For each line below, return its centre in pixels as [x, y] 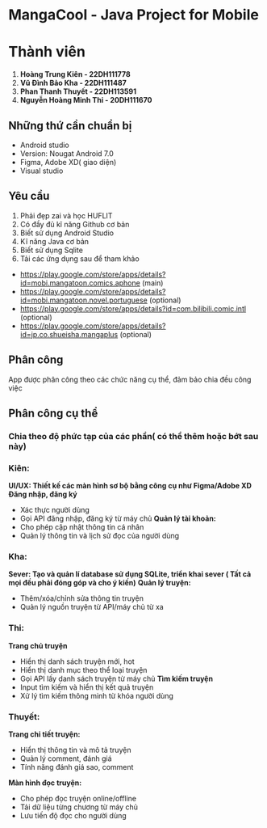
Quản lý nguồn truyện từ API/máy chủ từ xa [92, 607]
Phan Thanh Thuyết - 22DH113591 [78, 91]
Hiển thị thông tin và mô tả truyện [75, 750]
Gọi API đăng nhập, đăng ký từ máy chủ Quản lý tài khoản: [118, 518]
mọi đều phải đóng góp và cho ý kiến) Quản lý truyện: [100, 583]
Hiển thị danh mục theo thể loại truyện [83, 670]
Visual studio [42, 171]
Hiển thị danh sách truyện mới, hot [77, 661]
